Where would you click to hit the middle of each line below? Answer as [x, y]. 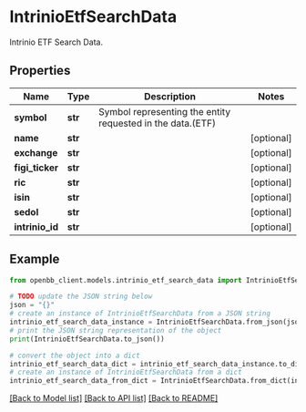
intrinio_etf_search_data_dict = [73, 364]
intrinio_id [36, 227]
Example [35, 259]
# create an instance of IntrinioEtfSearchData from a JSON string [140, 314]
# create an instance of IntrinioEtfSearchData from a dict [126, 372]
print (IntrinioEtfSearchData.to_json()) [87, 339]
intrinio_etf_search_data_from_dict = [83, 381]
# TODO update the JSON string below [81, 297]
